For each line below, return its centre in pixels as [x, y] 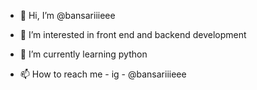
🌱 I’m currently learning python [83, 54]
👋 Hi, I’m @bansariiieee [67, 15]
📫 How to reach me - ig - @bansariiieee [103, 74]
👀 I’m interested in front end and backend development [133, 34]
